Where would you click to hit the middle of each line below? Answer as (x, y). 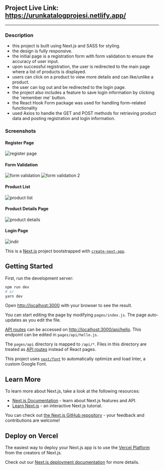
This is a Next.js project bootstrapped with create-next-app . (65, 251)
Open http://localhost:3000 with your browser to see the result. (69, 306)
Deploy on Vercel (32, 436)
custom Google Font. (26, 364)
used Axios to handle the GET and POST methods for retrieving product (84, 113)
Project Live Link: (32, 8)
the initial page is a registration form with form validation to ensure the (83, 56)
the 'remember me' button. (39, 98)
